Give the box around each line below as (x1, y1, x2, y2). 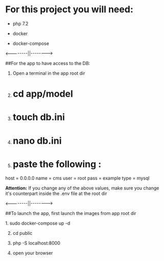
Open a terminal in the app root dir (12, 70, 85, 76)
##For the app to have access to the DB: (5, 60, 90, 66)
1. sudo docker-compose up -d (5, 220, 71, 226)
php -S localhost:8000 (12, 240, 60, 246)
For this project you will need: (5, 4, 134, 15)
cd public (12, 230, 33, 236)
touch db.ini (12, 112, 65, 123)
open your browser (12, 250, 53, 256)
